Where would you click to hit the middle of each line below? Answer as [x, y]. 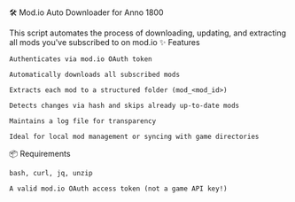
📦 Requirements [40, 154]
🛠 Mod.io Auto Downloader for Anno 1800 [86, 12]
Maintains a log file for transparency [83, 121]
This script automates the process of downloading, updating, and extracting [147, 33]
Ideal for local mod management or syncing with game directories [134, 136]
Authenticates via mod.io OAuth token [81, 59]
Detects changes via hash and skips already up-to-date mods [124, 105]
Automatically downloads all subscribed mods [94, 74]
